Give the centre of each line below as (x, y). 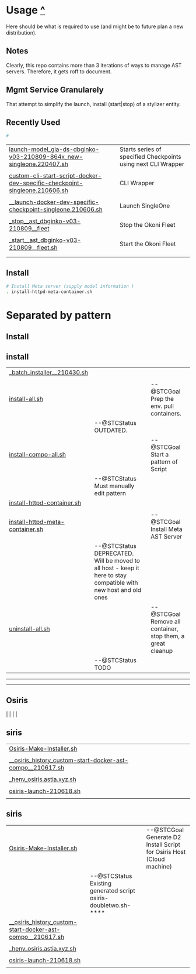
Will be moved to (117, 561)
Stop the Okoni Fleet (148, 225)
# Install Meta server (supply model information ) (70, 287)
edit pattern (110, 493)
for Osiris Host (166, 852)
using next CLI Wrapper (152, 164)
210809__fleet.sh (33, 248)
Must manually (114, 486)
